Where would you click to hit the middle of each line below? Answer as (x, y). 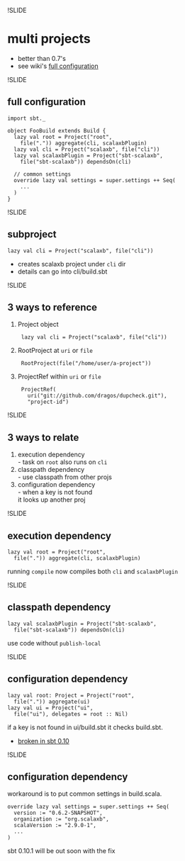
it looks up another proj (51, 500)
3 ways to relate (43, 438)
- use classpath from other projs (65, 477)
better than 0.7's (41, 58)
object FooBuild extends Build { (57, 130)
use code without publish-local (54, 643)
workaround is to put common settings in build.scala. (85, 794)
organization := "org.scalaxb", (62, 819)
